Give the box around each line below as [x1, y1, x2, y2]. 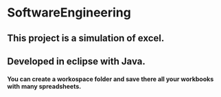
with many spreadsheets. [7, 82, 82, 90]
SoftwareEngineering [7, 5, 132, 21]
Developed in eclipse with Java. [7, 55, 146, 67]
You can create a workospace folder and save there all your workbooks [7, 74, 214, 83]
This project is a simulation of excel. [7, 32, 165, 44]
